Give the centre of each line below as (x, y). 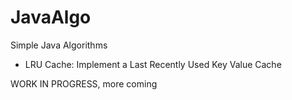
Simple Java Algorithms (59, 45)
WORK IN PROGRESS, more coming (84, 83)
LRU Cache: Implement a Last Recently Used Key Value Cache (153, 64)
